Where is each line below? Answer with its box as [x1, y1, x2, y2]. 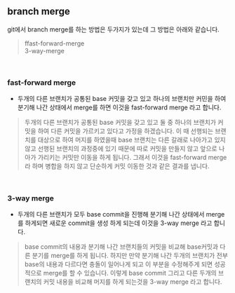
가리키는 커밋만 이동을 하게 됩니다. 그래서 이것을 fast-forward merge [37, 154, 227, 162]
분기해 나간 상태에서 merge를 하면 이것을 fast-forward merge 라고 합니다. [17, 103, 222, 111]
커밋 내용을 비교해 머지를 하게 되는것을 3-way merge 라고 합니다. [43, 278, 222, 286]
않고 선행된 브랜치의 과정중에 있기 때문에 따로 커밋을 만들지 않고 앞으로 [24, 144, 217, 153]
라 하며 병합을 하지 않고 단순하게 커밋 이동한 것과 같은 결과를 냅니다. [24, 162, 210, 170]
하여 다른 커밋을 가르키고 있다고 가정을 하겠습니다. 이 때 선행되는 [37, 127, 214, 135]
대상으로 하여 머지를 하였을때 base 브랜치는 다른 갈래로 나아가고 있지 [37, 136, 226, 144]
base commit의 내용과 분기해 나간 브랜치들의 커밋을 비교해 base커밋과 [24, 243, 219, 251]
